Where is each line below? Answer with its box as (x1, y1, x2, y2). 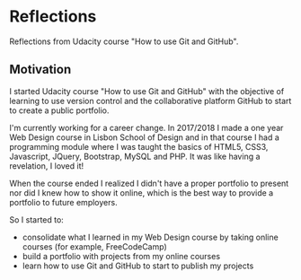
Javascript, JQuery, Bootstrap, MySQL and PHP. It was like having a (9, 151, 261, 162)
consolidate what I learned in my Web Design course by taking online (22, 232, 279, 242)
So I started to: (9, 214, 65, 225)
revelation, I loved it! (9, 160, 84, 171)
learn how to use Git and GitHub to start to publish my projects (22, 260, 254, 271)
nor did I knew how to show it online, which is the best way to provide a (9, 187, 274, 198)
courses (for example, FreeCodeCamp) (22, 241, 168, 252)
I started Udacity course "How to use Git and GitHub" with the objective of (9, 85, 285, 96)
